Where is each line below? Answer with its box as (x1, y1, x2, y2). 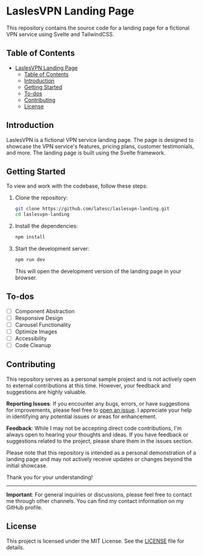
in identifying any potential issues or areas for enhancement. (6, 412, 157, 420)
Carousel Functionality (14, 321, 71, 328)
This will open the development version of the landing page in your (14, 267, 182, 275)
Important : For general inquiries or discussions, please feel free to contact (6, 491, 192, 498)
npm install (14, 234, 45, 240)
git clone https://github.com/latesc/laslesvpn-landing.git (14, 206, 170, 212)
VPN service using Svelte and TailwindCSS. (6, 30, 115, 37)
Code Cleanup (14, 342, 51, 348)
